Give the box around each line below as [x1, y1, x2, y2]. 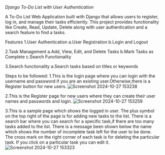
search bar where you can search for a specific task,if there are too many [5, 118, 154, 124]
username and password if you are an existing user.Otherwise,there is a [5, 78, 151, 84]
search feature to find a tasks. [5, 30, 66, 35]
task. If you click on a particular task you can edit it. [5, 139, 110, 145]
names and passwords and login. [5, 98, 72, 104]
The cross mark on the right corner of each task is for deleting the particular [5, 134, 160, 140]
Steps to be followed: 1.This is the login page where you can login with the [5, 73, 156, 78]
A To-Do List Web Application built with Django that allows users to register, [5, 14, 159, 19]
